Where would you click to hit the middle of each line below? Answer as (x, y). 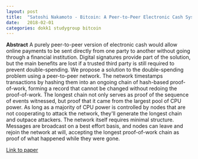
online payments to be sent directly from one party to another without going (98, 51)
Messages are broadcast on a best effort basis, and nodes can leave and (95, 126)
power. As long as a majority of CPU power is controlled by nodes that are (96, 107)
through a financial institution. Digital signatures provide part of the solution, (98, 57)
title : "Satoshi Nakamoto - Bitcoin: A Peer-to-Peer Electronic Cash (95, 17)
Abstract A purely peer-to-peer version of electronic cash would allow (92, 45)
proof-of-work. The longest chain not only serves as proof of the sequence (98, 95)
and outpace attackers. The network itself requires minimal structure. (90, 120)
